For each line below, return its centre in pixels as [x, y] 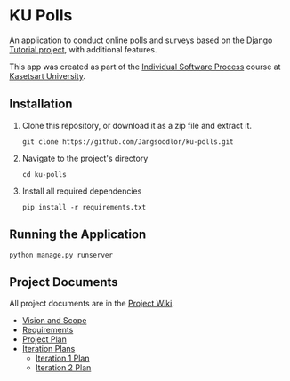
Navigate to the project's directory [85, 158]
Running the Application [78, 235]
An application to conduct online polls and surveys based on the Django [141, 40]
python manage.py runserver [61, 255]
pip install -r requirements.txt [84, 207]
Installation [41, 104]
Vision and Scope [54, 321]
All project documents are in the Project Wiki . [92, 304]
